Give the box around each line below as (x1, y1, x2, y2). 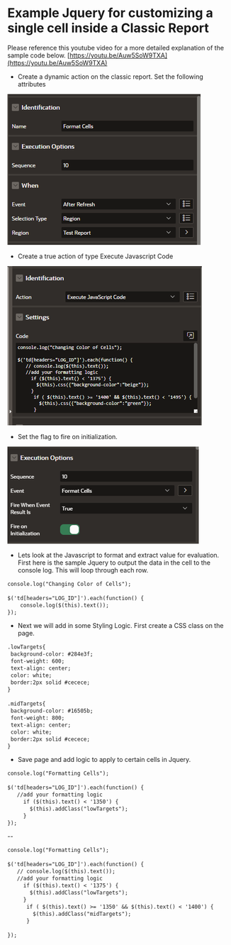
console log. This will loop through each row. (17, 565, 149, 574)
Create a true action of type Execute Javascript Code (17, 252, 174, 260)
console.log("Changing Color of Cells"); (7, 580, 132, 587)
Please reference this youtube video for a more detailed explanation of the (7, 43, 225, 52)
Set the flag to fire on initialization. (17, 432, 118, 441)
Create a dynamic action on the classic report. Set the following (17, 72, 203, 81)
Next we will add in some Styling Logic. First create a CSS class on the (17, 621, 224, 629)
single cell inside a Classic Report (7, 20, 209, 36)
